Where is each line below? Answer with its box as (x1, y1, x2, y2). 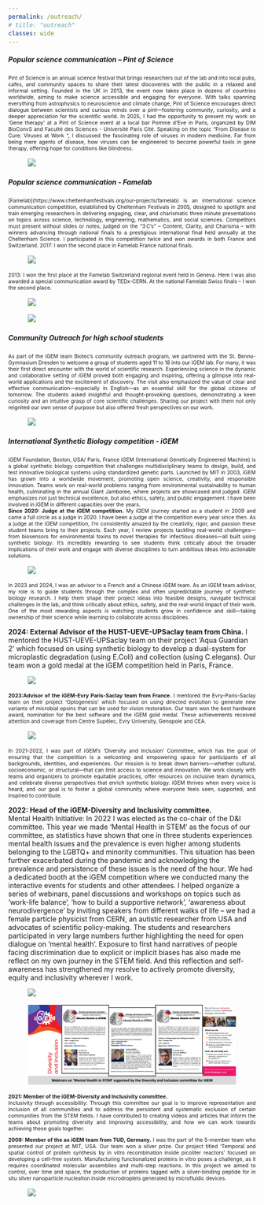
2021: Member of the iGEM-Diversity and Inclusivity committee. (8, 1092, 168, 1100)
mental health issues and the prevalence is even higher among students (8, 839, 241, 849)
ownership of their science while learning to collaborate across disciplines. (8, 614, 190, 622)
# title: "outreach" (8, 20, 76, 29)
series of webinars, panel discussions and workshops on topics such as (8, 889, 241, 898)
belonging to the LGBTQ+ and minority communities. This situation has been (8, 847, 255, 857)
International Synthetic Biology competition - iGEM (8, 436, 179, 445)
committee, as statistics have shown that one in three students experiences (8, 831, 253, 840)
